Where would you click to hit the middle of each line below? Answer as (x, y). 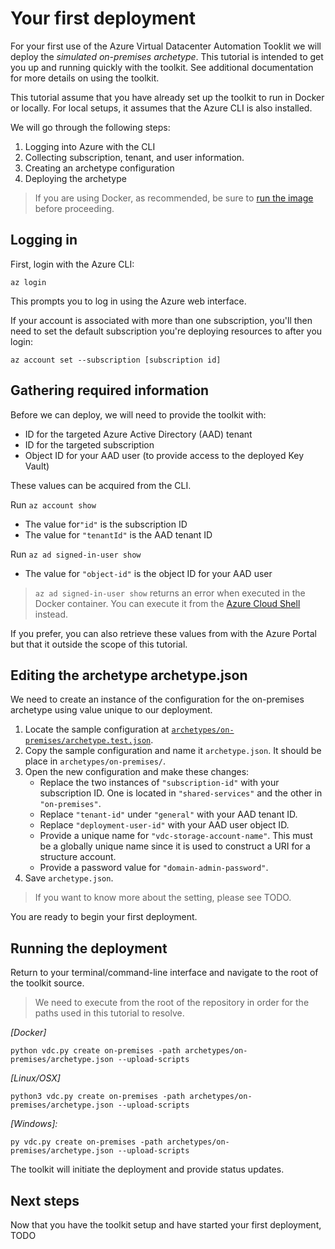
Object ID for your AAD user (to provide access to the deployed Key (164, 455)
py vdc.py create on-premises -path (86, 1142)
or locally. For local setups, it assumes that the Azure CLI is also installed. (161, 108)
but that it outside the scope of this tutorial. (99, 644)
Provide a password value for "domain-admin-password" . (154, 868)
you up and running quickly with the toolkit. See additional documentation (162, 67)
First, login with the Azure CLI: (72, 264)
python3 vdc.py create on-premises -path (98, 1097)
